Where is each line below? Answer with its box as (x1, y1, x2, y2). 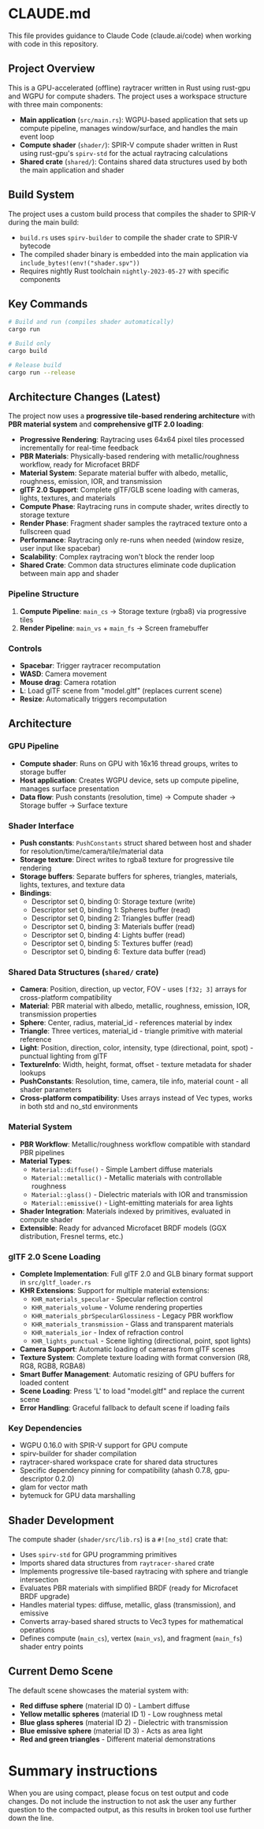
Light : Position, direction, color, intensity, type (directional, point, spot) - (19, 1043, 254, 1053)
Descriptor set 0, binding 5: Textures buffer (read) (31, 939, 194, 948)
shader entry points (19, 1642, 84, 1652)
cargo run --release (8, 368, 76, 377)
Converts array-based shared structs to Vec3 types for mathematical (19, 1617, 244, 1626)
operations (19, 1625, 55, 1635)
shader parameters (19, 1085, 82, 1095)
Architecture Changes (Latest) (8, 391, 162, 404)
